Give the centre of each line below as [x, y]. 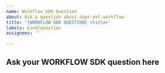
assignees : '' [23, 33]
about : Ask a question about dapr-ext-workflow [65, 17]
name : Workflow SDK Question [42, 11]
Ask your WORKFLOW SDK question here [83, 62]
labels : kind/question [34, 28]
